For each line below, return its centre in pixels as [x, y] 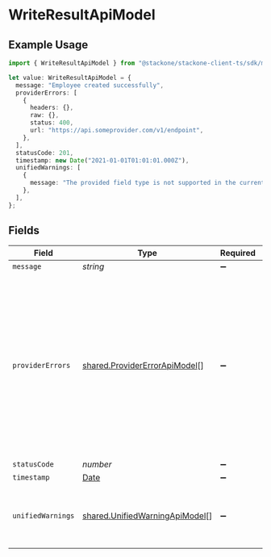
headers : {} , [52, 108]
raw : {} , [44, 115]
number [97, 464]
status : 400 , [52, 123]
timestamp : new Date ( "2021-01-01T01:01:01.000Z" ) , [102, 160]
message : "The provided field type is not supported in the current [147, 183]
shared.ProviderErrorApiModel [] [143, 366]
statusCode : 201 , [45, 153]
